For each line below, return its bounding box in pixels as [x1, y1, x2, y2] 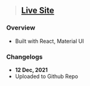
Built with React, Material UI [14, 37, 85, 45]
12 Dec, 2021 [14, 66, 48, 73]
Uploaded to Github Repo [14, 73, 79, 80]
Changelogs [6, 52, 43, 61]
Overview [6, 24, 36, 32]
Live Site [21, 5, 54, 16]
